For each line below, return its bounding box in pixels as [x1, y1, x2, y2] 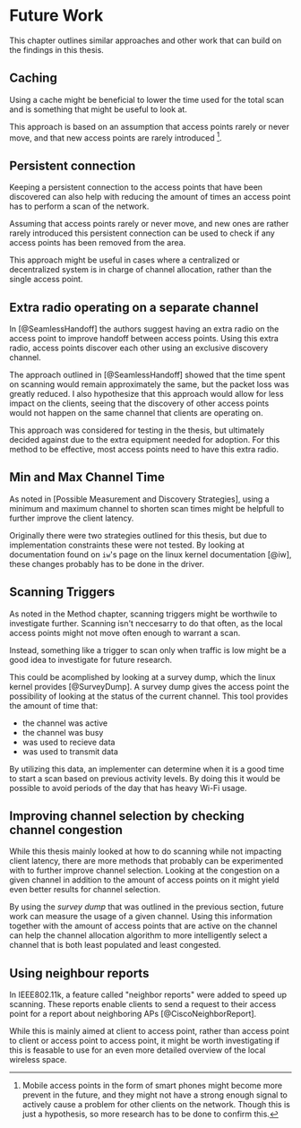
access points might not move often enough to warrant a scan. [9, 627, 241, 638]
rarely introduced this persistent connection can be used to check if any [9, 228, 275, 238]
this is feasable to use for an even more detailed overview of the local [9, 1045, 266, 1055]
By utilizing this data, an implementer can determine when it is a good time [9, 763, 285, 774]
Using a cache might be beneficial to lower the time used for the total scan [9, 94, 285, 105]
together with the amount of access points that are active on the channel [9, 920, 278, 932]
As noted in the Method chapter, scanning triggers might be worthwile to [9, 608, 278, 619]
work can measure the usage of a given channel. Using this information [9, 911, 273, 922]
